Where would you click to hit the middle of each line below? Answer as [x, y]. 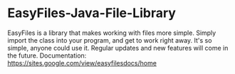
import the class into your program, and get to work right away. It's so [110, 40]
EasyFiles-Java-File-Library [92, 13]
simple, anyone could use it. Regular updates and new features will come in [118, 48]
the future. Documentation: [47, 55]
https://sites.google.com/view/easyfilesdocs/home [82, 63]
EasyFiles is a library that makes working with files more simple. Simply [112, 33]
